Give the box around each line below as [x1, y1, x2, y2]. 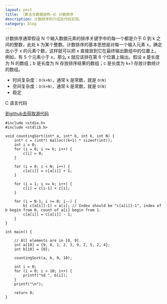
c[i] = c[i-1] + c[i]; [23, 186, 70, 191]
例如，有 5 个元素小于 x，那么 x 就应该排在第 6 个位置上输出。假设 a [5, 54, 146, 60]
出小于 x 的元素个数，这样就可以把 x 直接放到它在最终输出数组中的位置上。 [5, 48, 160, 54]
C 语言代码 [5, 100, 27, 106]
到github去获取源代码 [5, 110, 49, 117]
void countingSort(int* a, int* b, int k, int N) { [5, 134, 115, 139]
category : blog [5, 21, 37, 26]
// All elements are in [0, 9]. [14, 238, 81, 243]
